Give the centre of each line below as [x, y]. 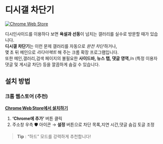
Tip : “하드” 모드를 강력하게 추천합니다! [54, 136]
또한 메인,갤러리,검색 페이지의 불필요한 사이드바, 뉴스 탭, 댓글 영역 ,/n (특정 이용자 [81, 58]
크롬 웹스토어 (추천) [27, 97]
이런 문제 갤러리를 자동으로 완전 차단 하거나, [76, 46]
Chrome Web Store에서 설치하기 [36, 108]
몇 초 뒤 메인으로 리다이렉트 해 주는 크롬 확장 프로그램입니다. [62, 52]
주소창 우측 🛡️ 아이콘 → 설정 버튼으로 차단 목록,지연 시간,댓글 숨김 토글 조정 [83, 124]
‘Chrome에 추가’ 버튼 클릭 [37, 118]
